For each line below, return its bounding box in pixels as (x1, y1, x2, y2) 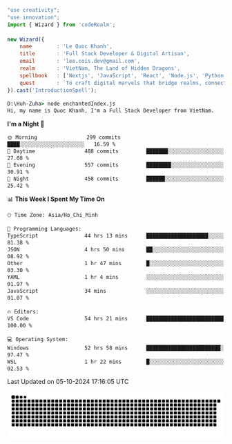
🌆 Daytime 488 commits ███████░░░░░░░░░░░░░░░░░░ (7, 148, 224, 155)
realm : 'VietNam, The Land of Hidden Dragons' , (19, 65, 181, 72)
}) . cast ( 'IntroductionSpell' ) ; (7, 86, 97, 94)
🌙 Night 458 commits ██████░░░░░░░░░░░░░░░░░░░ (7, 175, 224, 182)
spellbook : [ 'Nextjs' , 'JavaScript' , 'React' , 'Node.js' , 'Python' (19, 72, 227, 79)
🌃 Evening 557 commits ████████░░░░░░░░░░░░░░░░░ (7, 162, 224, 168)
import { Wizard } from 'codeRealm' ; (7, 21, 116, 28)
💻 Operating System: (7, 336, 69, 343)
